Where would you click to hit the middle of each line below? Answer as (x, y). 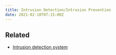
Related (18, 35)
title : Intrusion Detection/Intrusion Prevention (58, 10)
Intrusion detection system (40, 47)
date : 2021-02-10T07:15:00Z (35, 15)
